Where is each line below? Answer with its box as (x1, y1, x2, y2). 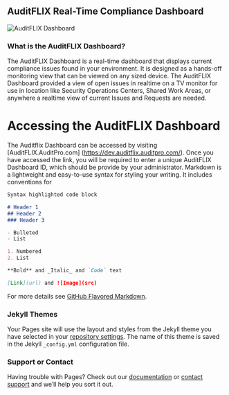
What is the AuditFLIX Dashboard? (7, 41, 126, 51)
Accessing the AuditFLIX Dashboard (7, 118, 221, 134)
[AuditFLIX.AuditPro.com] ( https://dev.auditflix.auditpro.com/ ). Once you (7, 148, 214, 157)
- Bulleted (7, 229, 39, 236)
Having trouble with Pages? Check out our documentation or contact (7, 373, 203, 381)
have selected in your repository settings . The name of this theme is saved (7, 333, 220, 341)
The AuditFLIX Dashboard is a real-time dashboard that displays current (7, 57, 212, 65)
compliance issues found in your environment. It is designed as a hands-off (7, 64, 223, 73)
